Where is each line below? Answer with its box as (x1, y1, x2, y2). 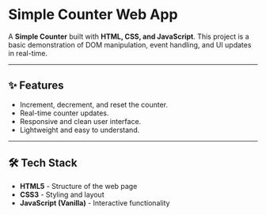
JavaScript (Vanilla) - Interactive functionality (19, 198, 170, 207)
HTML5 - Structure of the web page (19, 181, 138, 190)
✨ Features (8, 79, 64, 92)
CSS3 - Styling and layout (19, 190, 104, 199)
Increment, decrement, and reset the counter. (19, 100, 169, 109)
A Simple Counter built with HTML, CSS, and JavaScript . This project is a (8, 32, 249, 41)
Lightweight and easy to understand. (19, 125, 140, 134)
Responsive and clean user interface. (19, 116, 142, 126)
